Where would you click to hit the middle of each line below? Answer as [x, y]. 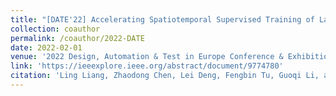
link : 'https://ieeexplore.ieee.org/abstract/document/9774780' [147, 66]
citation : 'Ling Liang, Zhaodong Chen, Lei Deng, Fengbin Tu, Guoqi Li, [165, 76]
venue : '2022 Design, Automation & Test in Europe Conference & [147, 57]
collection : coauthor [55, 29]
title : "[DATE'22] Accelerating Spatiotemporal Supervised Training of [162, 19]
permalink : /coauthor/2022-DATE [77, 38]
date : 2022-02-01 [46, 47]
